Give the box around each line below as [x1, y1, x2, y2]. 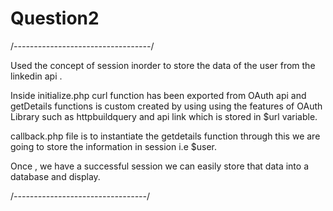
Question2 [10, 7, 100, 30]
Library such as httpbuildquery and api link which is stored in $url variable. [10, 110, 318, 122]
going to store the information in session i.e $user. [10, 140, 217, 152]
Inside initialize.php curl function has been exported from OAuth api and [10, 89, 307, 101]
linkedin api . [10, 70, 63, 82]
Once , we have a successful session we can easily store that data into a [10, 160, 309, 172]
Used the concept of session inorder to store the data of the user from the [10, 59, 316, 71]
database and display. [10, 170, 101, 182]
